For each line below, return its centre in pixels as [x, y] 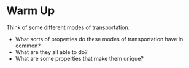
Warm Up [31, 11]
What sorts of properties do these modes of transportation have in [99, 39]
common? [28, 46]
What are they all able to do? [51, 52]
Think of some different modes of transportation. [68, 27]
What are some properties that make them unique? [79, 58]
